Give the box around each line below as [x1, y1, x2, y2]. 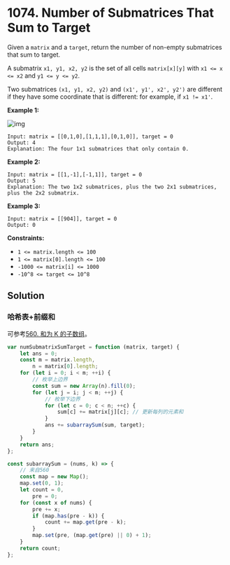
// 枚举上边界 [32, 376, 69, 383]
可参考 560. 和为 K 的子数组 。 [7, 329, 91, 337]
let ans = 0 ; [20, 350, 58, 357]
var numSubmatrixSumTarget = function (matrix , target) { [7, 343, 180, 351]
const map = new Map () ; [20, 473, 89, 480]
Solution [7, 290, 45, 302]
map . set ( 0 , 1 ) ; [20, 480, 64, 487]
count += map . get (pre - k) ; [44, 519, 127, 526]
